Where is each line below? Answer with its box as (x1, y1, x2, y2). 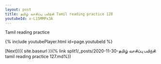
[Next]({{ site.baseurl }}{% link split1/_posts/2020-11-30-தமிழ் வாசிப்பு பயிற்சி (5, 48, 156, 54)
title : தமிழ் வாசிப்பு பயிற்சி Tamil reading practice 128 (5, 12, 113, 16)
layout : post (5, 7, 32, 12)
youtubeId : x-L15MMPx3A (5, 16, 53, 21)
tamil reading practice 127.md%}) (5, 54, 71, 60)
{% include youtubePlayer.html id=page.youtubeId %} (5, 39, 113, 45)
